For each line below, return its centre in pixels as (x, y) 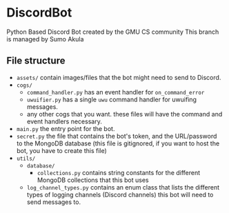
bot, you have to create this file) (62, 150)
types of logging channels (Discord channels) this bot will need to (120, 194)
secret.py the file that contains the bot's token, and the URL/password (117, 136)
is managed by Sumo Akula (45, 39)
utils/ (26, 159)
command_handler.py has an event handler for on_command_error (116, 92)
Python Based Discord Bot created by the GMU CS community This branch (113, 32)
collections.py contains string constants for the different (119, 172)
